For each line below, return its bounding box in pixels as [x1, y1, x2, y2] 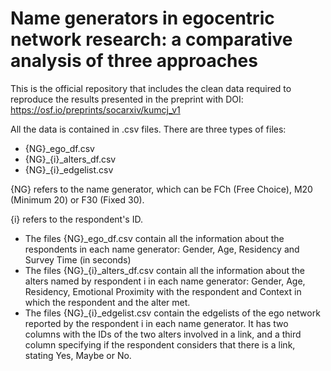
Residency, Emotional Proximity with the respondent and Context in [24, 285, 302, 297]
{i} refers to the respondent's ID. [10, 213, 143, 225]
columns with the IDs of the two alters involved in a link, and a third [24, 328, 302, 340]
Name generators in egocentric [10, 7, 275, 30]
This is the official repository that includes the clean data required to [10, 82, 292, 94]
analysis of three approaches [10, 50, 258, 72]
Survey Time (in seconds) [24, 253, 132, 266]
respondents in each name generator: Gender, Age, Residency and [24, 243, 300, 255]
